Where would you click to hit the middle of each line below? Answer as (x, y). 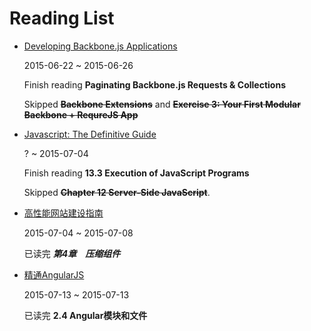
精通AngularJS (54, 274)
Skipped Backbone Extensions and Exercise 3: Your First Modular (162, 104)
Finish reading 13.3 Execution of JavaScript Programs (136, 173)
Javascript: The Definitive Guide (90, 134)
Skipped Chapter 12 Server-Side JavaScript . (117, 192)
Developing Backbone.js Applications (100, 46)
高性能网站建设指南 (63, 213)
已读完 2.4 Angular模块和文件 (85, 315)
